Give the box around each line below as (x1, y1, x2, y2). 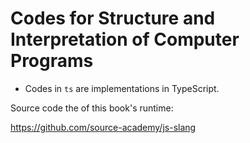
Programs (10, 50, 94, 72)
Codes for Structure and (10, 7, 216, 30)
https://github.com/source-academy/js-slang (10, 121, 197, 133)
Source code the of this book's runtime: (10, 102, 174, 114)
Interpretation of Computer (10, 28, 240, 51)
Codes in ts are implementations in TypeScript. (24, 82, 220, 94)
